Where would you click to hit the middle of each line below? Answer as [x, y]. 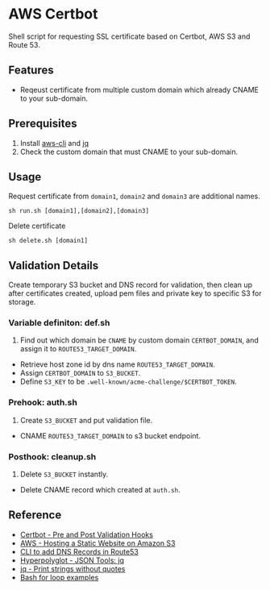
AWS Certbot [53, 14]
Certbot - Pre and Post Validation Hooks [86, 534]
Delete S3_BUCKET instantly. [64, 474]
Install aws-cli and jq [54, 143]
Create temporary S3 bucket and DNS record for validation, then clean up [130, 285]
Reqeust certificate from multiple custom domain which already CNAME [139, 89]
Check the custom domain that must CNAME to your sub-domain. [129, 152]
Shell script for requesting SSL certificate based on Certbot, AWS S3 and [129, 36]
